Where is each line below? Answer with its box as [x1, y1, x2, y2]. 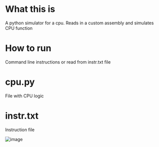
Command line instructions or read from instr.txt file [5, 59, 111, 65]
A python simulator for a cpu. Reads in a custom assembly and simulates [5, 20, 154, 26]
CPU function [5, 25, 33, 31]
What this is [5, 3, 56, 15]
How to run [5, 43, 52, 54]
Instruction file [5, 127, 35, 133]
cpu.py [5, 76, 35, 88]
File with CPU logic [5, 93, 44, 99]
